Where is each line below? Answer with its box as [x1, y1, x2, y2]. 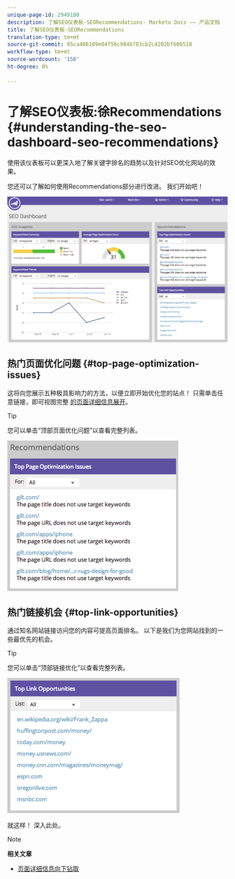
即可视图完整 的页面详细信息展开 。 [31, 397, 131, 406]
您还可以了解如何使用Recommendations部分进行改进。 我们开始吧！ [7, 182, 204, 190]
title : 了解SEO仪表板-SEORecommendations [7, 26, 124, 33]
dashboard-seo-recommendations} [7, 134, 219, 150]
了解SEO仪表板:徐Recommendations [7, 104, 222, 119]
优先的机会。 [19, 635, 57, 644]
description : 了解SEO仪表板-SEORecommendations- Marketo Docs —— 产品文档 [7, 18, 220, 26]
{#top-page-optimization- [83, 358, 199, 370]
